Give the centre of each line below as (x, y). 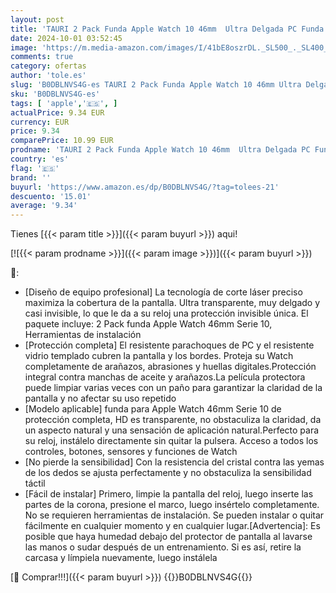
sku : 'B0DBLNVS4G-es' (55, 94)
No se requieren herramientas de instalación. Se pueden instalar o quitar (174, 515)
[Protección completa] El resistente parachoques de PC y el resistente (169, 345)
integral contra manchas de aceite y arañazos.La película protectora (165, 377)
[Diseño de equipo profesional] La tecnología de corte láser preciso (163, 292)
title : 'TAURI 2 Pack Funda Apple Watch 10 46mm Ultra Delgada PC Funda (167, 29)
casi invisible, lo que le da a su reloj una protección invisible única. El (166, 313)
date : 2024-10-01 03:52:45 (66, 38)
